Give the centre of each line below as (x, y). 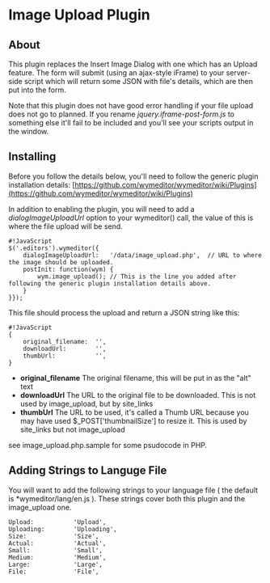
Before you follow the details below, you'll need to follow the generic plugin (133, 176)
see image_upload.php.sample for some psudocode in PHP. (108, 445)
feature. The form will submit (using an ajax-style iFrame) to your (116, 73)
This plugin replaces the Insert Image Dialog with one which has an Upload (133, 64)
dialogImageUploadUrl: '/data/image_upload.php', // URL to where (143, 255)
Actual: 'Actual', (57, 543)
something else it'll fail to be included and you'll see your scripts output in (131, 123)
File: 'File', (54, 572)
